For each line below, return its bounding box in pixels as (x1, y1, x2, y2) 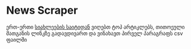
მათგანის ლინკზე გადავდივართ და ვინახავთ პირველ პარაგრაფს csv (6, 29, 183, 36)
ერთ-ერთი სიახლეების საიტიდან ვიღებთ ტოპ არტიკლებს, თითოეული (6, 23, 185, 30)
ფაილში (6, 36, 27, 43)
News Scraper (6, 4, 78, 17)
